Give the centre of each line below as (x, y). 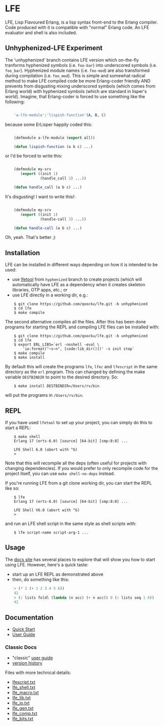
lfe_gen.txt (23, 708)
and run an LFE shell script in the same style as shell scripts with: (71, 523)
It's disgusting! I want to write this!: (40, 197)
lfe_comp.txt (25, 714)
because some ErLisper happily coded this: (49, 124)
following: (15, 102)
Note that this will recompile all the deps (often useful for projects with (76, 463)
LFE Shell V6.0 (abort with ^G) (47, 510)
